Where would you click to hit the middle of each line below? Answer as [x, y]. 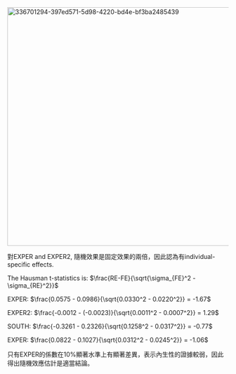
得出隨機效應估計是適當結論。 [50, 363]
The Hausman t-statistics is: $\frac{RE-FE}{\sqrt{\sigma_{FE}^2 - [101, 278]
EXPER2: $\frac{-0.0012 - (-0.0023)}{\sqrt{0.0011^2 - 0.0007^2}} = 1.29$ [113, 313]
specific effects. [31, 265]
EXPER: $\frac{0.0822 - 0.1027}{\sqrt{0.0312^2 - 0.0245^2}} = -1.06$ [108, 340]
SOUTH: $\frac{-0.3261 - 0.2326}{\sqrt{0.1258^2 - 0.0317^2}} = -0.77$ [110, 326]
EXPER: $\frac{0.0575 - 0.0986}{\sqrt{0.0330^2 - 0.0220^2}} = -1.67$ [109, 299]
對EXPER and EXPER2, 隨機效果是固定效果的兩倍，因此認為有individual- [111, 256]
